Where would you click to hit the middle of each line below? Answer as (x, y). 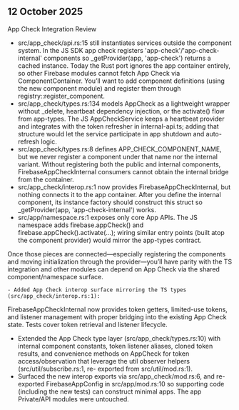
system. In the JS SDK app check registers (81, 50)
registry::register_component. (61, 96)
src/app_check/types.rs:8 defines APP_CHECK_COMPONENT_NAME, (120, 149)
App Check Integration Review (52, 29)
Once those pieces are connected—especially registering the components (117, 254)
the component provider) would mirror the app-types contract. (110, 240)
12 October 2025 (45, 12)
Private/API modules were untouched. (73, 399)
